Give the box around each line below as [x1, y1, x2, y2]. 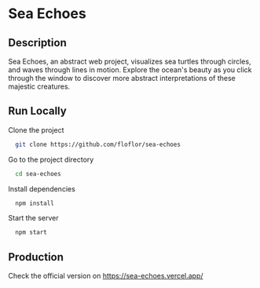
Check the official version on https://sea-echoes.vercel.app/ [8, 272, 203, 281]
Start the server [8, 213, 59, 223]
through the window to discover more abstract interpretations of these [8, 74, 236, 82]
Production [8, 250, 64, 264]
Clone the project [8, 125, 64, 134]
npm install [15, 199, 55, 207]
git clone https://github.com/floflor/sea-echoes [15, 140, 181, 148]
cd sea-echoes [15, 170, 61, 177]
